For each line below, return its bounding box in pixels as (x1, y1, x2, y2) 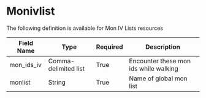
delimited (48, 64, 75, 72)
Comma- (48, 57, 75, 65)
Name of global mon (129, 74, 188, 83)
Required (96, 43, 124, 51)
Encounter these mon (129, 57, 191, 65)
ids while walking (129, 64, 179, 72)
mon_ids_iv (9, 60, 42, 69)
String (48, 78, 66, 86)
